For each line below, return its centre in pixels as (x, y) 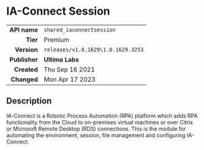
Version (26, 49)
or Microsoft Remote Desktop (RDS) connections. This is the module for (96, 129)
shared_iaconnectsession (79, 30)
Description (29, 101)
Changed (24, 79)
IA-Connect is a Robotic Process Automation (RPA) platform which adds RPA (102, 116)
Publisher (24, 59)
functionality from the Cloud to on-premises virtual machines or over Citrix (100, 122)
